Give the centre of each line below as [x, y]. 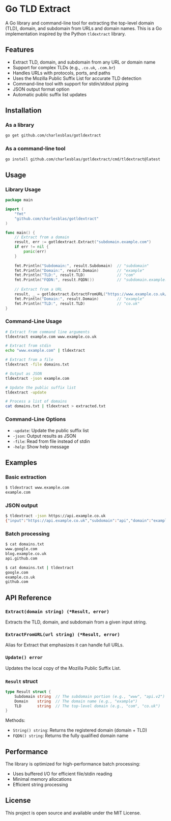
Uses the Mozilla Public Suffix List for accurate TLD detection [77, 78]
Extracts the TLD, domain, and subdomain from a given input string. [76, 622]
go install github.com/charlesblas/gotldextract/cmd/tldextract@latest [83, 159]
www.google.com [21, 549]
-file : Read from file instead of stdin [51, 441]
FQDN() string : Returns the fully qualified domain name [70, 735]
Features [20, 50]
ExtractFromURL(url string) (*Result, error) [63, 634]
